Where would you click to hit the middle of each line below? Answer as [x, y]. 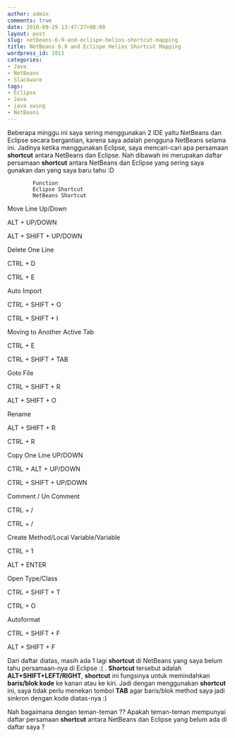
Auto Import [25, 291]
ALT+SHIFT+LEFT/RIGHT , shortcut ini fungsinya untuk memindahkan [109, 675]
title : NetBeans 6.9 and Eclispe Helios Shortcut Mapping [94, 47]
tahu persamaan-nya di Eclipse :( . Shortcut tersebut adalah [95, 668]
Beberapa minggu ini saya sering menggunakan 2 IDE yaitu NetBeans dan [115, 132]
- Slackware [25, 80]
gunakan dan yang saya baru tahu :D [61, 170]
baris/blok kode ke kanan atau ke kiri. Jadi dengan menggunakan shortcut [116, 683]
